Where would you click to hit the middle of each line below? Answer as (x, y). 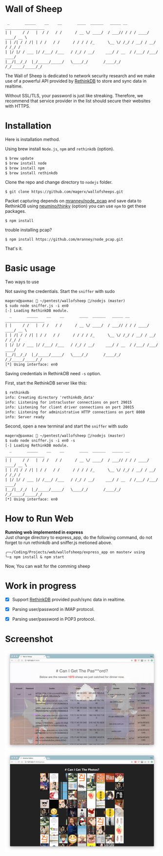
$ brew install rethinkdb (31, 173)
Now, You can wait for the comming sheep (48, 566)
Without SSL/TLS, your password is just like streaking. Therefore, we (74, 95)
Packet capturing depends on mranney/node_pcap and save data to (73, 201)
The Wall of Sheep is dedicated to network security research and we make (80, 76)
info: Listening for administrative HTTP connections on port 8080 (75, 412)
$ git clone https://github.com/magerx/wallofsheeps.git (64, 192)
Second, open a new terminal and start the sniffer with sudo (67, 426)
